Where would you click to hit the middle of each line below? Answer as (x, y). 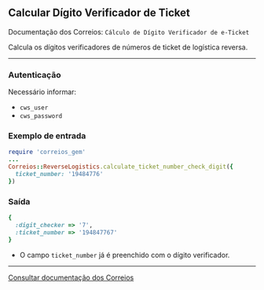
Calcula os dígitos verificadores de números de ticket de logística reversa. (128, 47)
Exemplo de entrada (47, 136)
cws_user (34, 108)
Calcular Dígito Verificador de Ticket (99, 13)
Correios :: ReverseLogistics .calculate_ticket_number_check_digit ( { (121, 167)
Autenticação (35, 75)
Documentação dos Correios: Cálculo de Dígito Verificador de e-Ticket (129, 31)
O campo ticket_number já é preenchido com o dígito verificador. (125, 255)
